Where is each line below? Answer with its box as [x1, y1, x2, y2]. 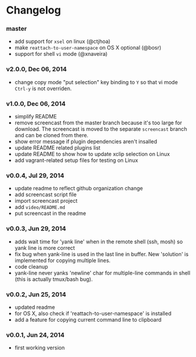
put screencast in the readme [14, 210, 87, 217]
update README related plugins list [14, 144, 101, 151]
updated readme [14, 303, 55, 310]
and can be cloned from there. [14, 132, 89, 139]
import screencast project [14, 197, 78, 204]
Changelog [6, 4, 61, 17]
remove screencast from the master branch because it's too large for [14, 119, 182, 127]
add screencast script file [14, 191, 77, 198]
